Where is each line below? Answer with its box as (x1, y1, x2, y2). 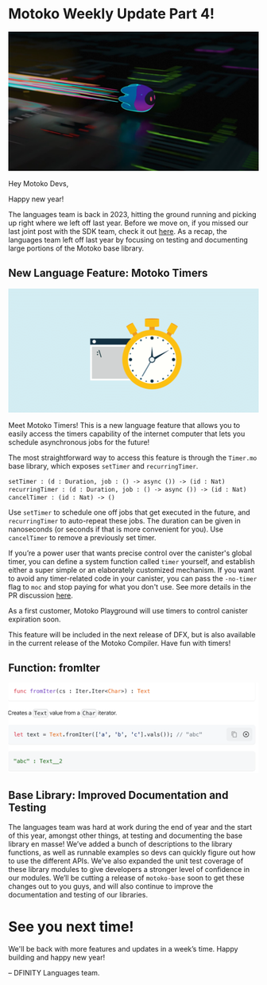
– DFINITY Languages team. (8, 967, 100, 977)
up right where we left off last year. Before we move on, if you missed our (8, 218, 249, 228)
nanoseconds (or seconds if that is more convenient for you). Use (8, 524, 224, 534)
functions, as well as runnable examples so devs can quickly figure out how (8, 847, 256, 857)
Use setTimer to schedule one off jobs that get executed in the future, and (8, 507, 250, 517)
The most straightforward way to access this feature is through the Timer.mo (8, 453, 257, 462)
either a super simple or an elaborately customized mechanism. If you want (8, 565, 254, 574)
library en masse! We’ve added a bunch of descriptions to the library (8, 839, 233, 848)
